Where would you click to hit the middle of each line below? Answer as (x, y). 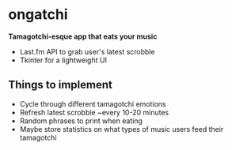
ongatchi (38, 15)
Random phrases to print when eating (81, 121)
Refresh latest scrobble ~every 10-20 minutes (94, 112)
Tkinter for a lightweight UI (63, 60)
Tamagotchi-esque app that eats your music (83, 36)
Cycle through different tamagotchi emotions (93, 103)
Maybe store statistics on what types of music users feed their (122, 129)
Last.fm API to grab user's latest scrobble (87, 51)
